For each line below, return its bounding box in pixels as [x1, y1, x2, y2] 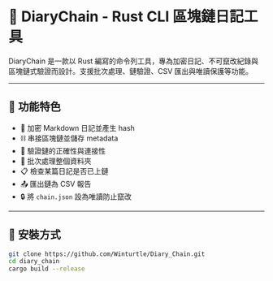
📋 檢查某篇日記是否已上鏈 [19, 166, 109, 175]
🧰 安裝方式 [8, 228, 61, 242]
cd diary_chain [8, 257, 60, 266]
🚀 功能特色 [8, 100, 61, 114]
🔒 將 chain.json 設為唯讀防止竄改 [19, 192, 132, 201]
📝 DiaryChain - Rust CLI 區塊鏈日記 [8, 7, 244, 26]
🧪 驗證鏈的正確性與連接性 [19, 145, 106, 155]
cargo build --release [8, 265, 85, 273]
